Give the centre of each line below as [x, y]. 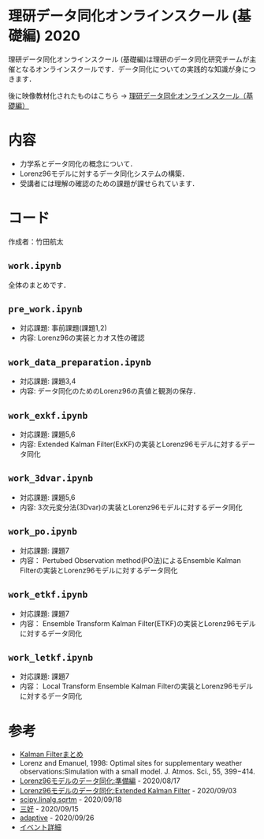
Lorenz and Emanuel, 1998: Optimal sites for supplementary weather [131, 763]
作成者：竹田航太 [36, 241]
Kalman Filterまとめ [51, 755]
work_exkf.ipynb [48, 415]
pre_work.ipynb [45, 309]
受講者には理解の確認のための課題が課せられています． [109, 183]
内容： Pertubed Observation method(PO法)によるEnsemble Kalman [130, 560]
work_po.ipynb [43, 531]
